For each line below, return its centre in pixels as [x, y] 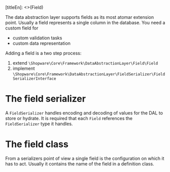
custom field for [22, 28]
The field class [37, 144]
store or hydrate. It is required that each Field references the [69, 118]
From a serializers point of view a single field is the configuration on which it [85, 158]
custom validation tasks [37, 38]
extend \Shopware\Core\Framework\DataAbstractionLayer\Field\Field [85, 63]
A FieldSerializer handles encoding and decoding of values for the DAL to [84, 113]
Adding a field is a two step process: [43, 53]
